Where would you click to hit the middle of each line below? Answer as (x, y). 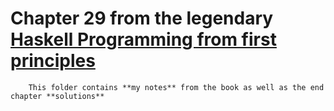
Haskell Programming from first (143, 39)
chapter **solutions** (57, 96)
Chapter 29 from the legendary (142, 18)
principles (53, 61)
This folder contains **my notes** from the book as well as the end (176, 87)
